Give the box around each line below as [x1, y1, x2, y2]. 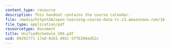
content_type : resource [5, 7, 56, 13]
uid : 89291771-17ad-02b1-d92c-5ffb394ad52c [5, 36, 99, 41]
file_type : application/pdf [5, 21, 65, 27]
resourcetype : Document [5, 27, 56, 32]
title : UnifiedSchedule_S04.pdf [5, 31, 74, 36]
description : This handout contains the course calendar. [5, 12, 131, 17]
